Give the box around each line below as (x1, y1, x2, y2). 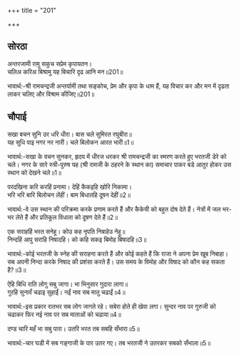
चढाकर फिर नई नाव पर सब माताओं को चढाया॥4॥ (7, 310, 121, 318)
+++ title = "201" (7, 6, 57, 14)
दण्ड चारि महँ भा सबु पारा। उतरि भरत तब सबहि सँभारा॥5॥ (7, 324, 141, 333)
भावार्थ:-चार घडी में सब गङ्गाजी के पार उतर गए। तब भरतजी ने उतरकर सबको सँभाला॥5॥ (7, 338, 211, 347)
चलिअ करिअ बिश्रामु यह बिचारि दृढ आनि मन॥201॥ (7, 67, 123, 76)
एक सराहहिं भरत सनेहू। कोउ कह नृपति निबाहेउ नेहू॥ (7, 227, 126, 236)
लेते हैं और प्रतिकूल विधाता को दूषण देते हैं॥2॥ (15, 213, 118, 221)
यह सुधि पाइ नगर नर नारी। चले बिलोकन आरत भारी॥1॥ (7, 138, 134, 146)
